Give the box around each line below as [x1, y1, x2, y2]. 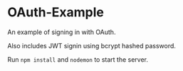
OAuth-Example [7, 4, 105, 21]
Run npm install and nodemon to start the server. [7, 55, 148, 64]
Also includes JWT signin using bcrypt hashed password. [7, 41, 177, 50]
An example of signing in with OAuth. [7, 28, 116, 36]
